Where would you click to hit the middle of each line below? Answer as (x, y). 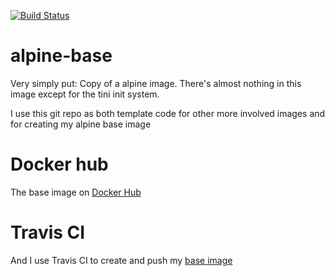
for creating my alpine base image (81, 124)
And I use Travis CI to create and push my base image (121, 260)
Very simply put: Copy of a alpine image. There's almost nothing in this (156, 83)
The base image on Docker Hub (76, 192)
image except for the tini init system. (85, 94)
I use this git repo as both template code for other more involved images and (168, 113)
